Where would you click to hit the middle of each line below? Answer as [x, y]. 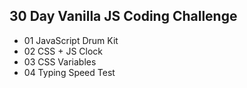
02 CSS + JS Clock [63, 51]
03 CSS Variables [60, 61]
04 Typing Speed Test [69, 72]
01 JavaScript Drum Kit [71, 40]
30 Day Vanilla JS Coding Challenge [123, 16]
